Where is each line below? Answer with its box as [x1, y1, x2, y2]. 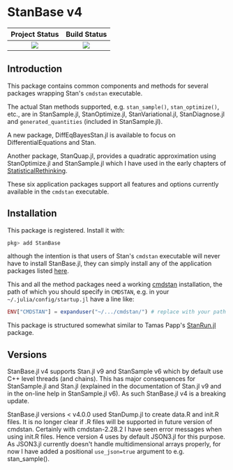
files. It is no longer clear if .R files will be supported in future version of [7, 418, 213, 426]
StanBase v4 [7, 4, 82, 20]
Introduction [7, 63, 63, 75]
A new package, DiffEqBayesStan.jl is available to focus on [7, 130, 176, 139]
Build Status [66, 29, 107, 39]
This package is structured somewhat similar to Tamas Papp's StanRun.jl [7, 321, 216, 329]
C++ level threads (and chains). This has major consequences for [7, 375, 196, 383]
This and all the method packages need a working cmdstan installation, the [7, 280, 223, 289]
